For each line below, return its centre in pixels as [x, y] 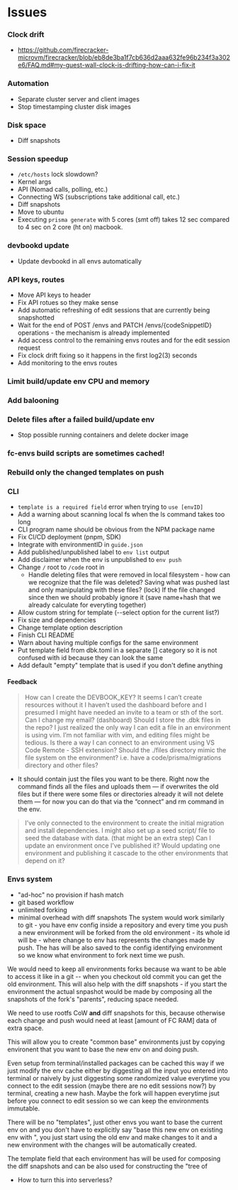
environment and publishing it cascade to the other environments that [126, 853]
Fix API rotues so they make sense [68, 302]
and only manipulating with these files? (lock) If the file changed [121, 590]
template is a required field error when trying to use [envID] [110, 507]
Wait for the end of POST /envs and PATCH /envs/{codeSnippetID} [115, 325]
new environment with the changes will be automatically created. [102, 1145]
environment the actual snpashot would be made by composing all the [110, 991]
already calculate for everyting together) [87, 605]
